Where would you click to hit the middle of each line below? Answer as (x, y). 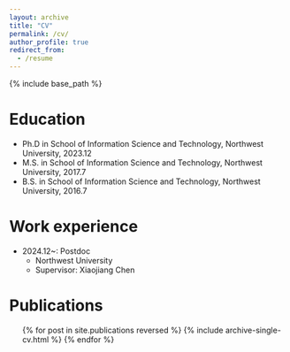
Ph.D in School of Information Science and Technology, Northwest (142, 143)
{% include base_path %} (56, 84)
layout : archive (39, 17)
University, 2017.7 (54, 172)
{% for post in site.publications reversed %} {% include (122, 330)
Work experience (74, 227)
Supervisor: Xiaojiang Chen (85, 270)
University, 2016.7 (54, 190)
